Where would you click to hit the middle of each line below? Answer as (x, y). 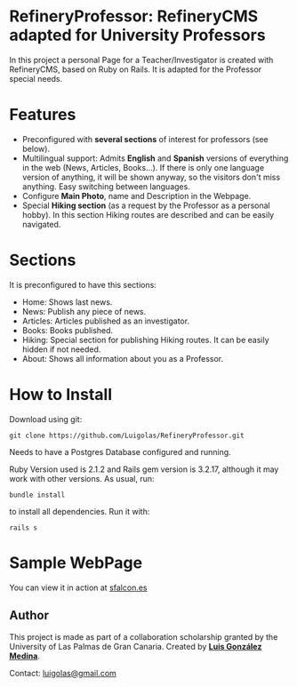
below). (36, 148)
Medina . (24, 656)
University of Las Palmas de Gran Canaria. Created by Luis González (136, 646)
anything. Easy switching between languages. (106, 186)
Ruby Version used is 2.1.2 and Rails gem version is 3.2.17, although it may (144, 469)
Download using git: (46, 419)
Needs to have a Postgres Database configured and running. (120, 451)
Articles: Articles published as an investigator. (105, 321)
